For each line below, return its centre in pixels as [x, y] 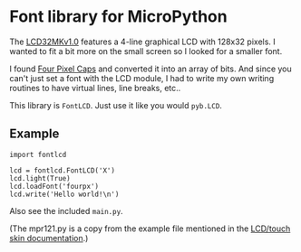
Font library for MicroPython [119, 17]
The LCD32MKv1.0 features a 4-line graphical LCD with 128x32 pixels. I [143, 42]
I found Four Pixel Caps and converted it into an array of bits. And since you [150, 69]
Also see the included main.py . [67, 210]
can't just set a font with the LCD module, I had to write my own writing [142, 78]
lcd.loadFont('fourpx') [54, 186]
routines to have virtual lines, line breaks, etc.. [95, 88]
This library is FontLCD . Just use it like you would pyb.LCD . [116, 105]
